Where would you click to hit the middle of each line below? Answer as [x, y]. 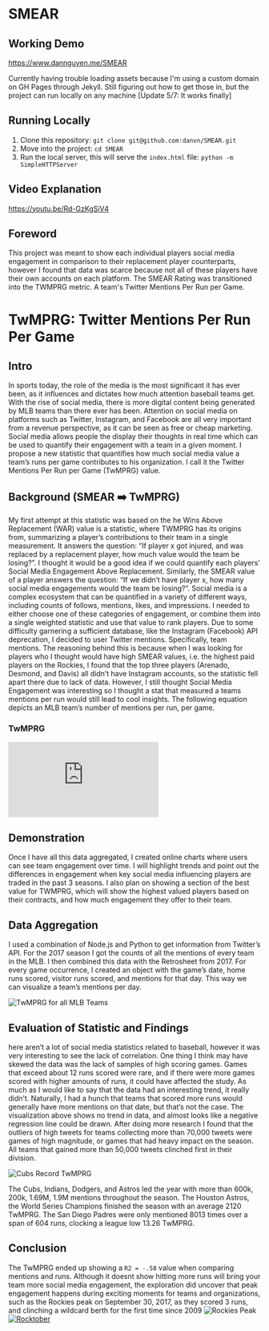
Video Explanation [55, 189]
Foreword [33, 234]
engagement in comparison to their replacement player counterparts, [122, 262]
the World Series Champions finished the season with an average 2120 [125, 1206]
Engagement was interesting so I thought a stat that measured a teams [125, 691]
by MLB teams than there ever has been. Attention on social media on [123, 411]
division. [22, 1158]
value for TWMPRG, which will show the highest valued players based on [129, 891]
